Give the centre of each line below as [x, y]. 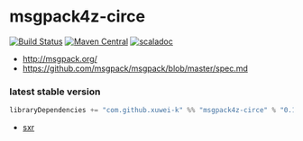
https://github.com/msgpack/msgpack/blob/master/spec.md [135, 68]
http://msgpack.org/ [60, 58]
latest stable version [55, 92]
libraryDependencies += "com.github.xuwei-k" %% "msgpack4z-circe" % [143, 110]
